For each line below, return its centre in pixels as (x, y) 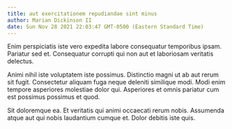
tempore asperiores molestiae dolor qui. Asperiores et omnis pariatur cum (113, 90)
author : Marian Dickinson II (49, 20)
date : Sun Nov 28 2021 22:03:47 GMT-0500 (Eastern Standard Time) (106, 26)
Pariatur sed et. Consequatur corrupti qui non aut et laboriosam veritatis (110, 54)
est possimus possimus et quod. (54, 97)
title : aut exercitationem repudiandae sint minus (82, 14)
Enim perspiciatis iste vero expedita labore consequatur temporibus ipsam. (114, 47)
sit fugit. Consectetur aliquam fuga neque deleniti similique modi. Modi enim (116, 82)
